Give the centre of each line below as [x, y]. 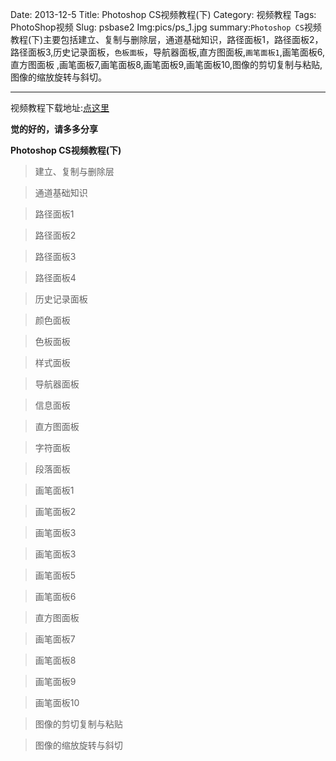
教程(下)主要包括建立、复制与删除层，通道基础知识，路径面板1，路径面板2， [167, 39]
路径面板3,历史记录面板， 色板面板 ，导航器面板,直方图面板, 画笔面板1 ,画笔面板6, [168, 52]
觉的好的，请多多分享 [54, 129]
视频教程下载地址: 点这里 [60, 107]
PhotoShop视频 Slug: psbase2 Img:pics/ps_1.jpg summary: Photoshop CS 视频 [166, 27]
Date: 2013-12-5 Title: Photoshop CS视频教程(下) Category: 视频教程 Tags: [163, 14]
